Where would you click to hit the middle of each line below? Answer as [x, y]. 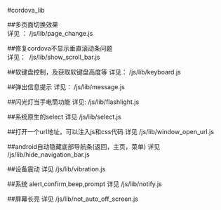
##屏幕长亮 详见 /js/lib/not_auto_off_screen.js [73, 199]
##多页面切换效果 [33, 25]
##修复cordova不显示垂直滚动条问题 [60, 48]
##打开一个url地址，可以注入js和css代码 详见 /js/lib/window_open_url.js [111, 132]
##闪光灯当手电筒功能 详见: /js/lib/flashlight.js [73, 102]
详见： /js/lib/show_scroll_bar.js [54, 57]
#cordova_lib [26, 10]
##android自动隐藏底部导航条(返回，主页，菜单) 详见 [83, 146]
